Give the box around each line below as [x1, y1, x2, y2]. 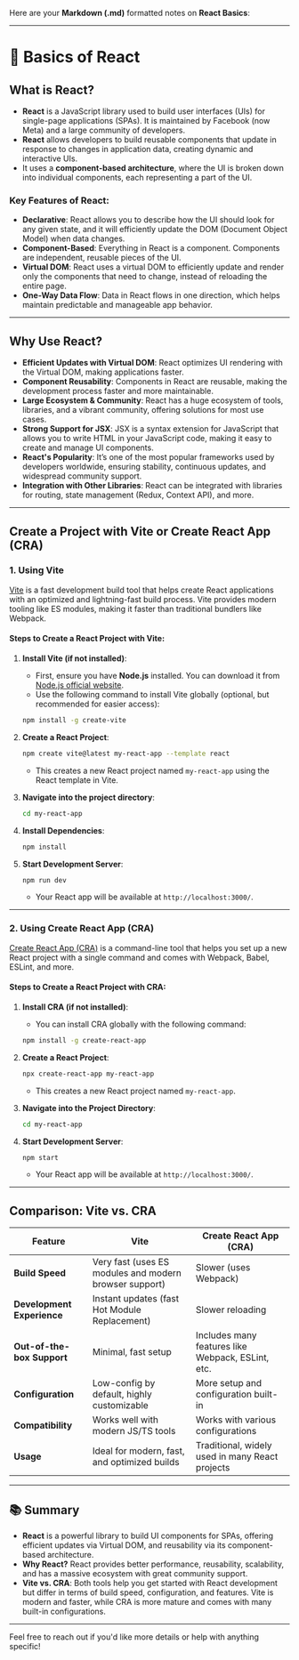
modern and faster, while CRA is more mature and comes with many [21, 1597, 272, 1607]
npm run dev [21, 875, 67, 884]
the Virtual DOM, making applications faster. [21, 367, 184, 377]
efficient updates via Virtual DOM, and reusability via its [21, 1540, 226, 1551]
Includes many [195, 1329, 257, 1342]
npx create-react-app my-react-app [21, 1069, 155, 1078]
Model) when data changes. [21, 233, 125, 244]
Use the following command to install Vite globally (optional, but [35, 689, 270, 699]
